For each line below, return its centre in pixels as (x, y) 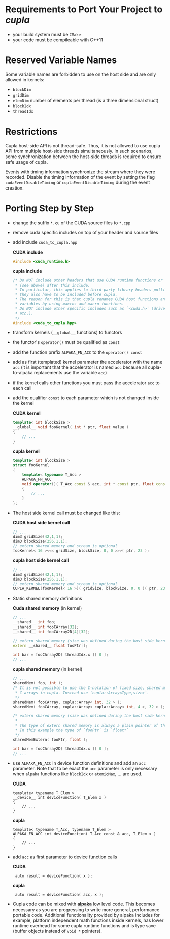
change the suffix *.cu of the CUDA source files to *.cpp (72, 223)
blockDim (22, 90)
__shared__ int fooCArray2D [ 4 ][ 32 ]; (51, 632)
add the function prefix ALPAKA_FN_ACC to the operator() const (77, 352)
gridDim (21, 95)
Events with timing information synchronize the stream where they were (80, 172)
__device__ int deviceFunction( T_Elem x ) (59, 798)
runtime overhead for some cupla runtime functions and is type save (84, 926)
